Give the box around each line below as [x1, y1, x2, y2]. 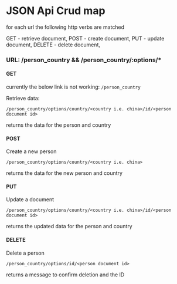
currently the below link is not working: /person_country [6, 83, 141, 90]
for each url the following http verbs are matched [6, 23, 125, 31]
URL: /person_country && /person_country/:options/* [6, 56, 162, 64]
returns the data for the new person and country [6, 170, 123, 177]
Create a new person [6, 148, 57, 155]
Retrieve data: [6, 95, 40, 102]
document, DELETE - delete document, [6, 41, 101, 48]
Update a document [6, 196, 55, 203]
